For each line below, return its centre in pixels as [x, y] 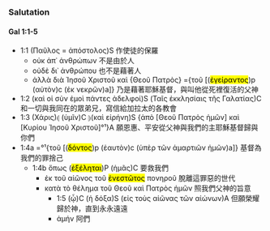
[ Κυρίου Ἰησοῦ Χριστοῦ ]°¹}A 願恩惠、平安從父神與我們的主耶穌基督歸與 [139, 127]
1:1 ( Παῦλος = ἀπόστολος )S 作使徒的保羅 [89, 50]
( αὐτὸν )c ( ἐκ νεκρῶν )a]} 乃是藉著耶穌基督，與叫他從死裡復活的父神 [146, 90]
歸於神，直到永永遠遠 [92, 208]
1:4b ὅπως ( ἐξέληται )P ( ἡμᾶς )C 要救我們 [100, 168]
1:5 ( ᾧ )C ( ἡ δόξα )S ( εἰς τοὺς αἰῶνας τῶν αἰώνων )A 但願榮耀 [158, 199]
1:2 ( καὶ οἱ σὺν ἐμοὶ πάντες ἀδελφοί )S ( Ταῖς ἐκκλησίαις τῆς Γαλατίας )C [141, 99]
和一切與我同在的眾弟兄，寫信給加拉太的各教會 [98, 109]
